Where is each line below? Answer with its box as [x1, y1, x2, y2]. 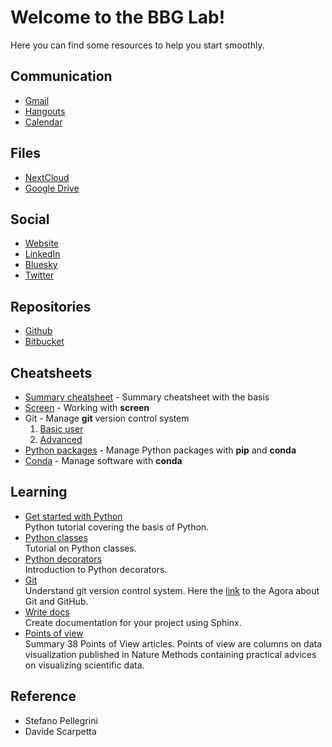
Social [10, 211, 50, 228]
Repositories [10, 298, 92, 315]
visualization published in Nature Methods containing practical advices [24, 648, 317, 660]
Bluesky [24, 259, 58, 271]
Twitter [24, 269, 55, 281]
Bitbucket [24, 336, 65, 348]
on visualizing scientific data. [24, 659, 145, 671]
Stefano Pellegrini [24, 714, 98, 726]
